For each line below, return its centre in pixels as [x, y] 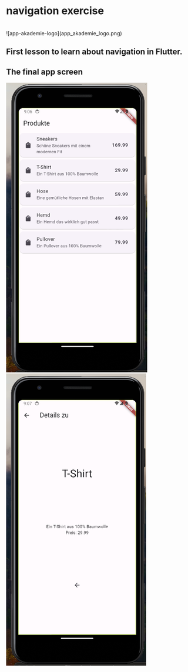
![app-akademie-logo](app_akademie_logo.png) [64, 33]
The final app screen [45, 72]
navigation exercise [55, 11]
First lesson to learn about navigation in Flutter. [94, 52]
